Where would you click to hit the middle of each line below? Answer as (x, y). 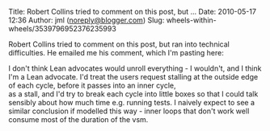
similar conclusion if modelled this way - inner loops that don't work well (129, 111)
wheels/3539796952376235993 (63, 29)
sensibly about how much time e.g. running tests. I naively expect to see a (132, 102)
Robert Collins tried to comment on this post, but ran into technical (119, 44)
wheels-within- (191, 20)
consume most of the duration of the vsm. (78, 119)
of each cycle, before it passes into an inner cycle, (92, 85)
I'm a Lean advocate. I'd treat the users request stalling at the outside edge (133, 77)
